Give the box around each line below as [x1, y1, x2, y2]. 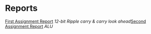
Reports [5, 3, 38, 14]
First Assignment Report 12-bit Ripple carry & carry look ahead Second [5, 18, 146, 24]
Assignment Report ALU [5, 23, 53, 29]
